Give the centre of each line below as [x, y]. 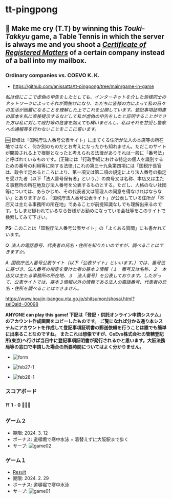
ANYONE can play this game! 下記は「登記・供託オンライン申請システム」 [84, 315]
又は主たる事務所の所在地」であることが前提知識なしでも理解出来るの [83, 204]
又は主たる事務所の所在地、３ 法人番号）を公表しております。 [77, 275]
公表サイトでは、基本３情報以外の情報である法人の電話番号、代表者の [88, 282]
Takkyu [17, 36]
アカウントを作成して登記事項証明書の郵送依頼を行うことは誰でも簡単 [93, 327]
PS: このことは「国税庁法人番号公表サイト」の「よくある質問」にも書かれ [84, 228]
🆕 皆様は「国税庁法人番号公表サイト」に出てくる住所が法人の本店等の [80, 140]
